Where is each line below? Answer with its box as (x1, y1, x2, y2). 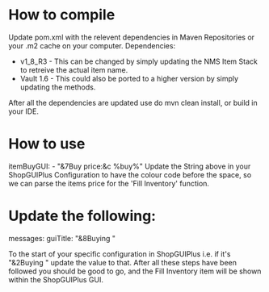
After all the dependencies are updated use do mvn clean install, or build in (8, 98, 258, 107)
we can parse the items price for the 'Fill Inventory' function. (8, 178, 210, 188)
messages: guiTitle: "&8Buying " (8, 233, 116, 243)
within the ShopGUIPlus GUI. (8, 274, 103, 284)
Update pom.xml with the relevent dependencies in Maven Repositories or (8, 32, 255, 42)
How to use (8, 135, 86, 153)
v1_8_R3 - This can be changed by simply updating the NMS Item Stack (19, 56, 258, 66)
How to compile (8, 6, 116, 24)
